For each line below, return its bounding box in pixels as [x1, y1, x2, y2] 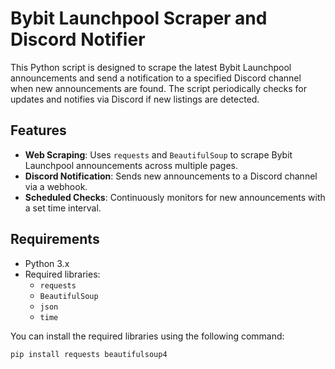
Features [10, 122, 67, 139]
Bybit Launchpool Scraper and [10, 7, 268, 30]
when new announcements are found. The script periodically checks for [10, 82, 308, 94]
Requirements [10, 231, 100, 248]
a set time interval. [24, 202, 102, 214]
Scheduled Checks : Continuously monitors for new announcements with [24, 191, 326, 203]
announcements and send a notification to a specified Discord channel [10, 72, 302, 84]
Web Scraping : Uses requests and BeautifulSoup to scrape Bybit [24, 148, 293, 161]
